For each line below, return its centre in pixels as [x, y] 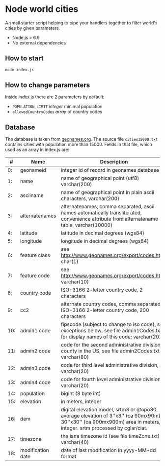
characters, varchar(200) [90, 198]
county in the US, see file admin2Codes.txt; [111, 351]
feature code [35, 276]
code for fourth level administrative [101, 380]
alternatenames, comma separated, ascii [108, 207]
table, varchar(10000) [87, 225]
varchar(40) [75, 442]
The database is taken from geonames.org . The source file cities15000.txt [82, 139]
